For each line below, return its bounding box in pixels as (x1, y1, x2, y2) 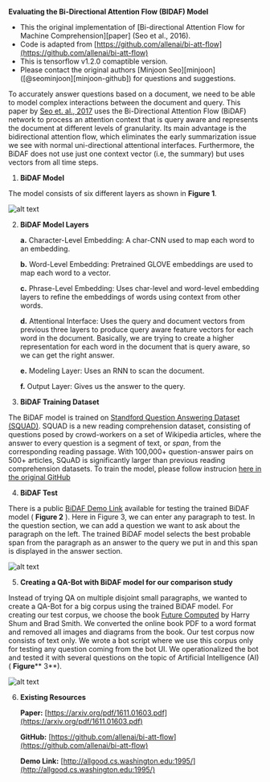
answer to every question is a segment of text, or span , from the (8, 438, 222, 448)
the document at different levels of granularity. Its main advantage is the (8, 124, 247, 133)
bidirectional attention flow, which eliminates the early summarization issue (8, 132, 257, 141)
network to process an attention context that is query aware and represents (8, 115, 259, 124)
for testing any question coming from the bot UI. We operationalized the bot (8, 645, 259, 653)
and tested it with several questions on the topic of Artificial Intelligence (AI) (8, 653, 260, 662)
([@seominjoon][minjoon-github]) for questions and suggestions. (19, 74, 236, 83)
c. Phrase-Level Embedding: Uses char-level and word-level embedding (19, 284, 260, 293)
